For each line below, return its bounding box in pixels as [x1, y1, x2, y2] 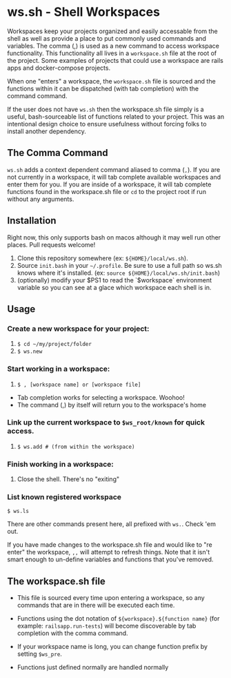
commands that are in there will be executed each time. [17, 601, 175, 610]
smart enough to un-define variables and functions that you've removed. [7, 555, 214, 563]
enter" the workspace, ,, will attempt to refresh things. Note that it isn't [7, 548, 210, 556]
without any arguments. [7, 195, 74, 203]
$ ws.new [17, 348, 43, 356]
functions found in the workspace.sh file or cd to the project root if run [7, 187, 207, 195]
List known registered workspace [7, 492, 122, 502]
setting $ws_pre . [17, 650, 62, 658]
